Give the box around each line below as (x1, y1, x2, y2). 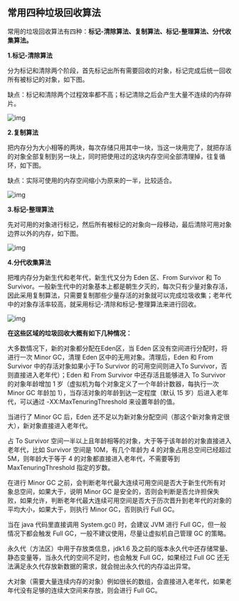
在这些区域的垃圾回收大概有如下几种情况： (7, 328, 132, 337)
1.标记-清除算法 (7, 51, 53, 59)
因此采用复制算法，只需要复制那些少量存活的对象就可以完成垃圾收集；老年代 (7, 291, 232, 299)
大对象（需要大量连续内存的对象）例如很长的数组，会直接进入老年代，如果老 (7, 577, 232, 585)
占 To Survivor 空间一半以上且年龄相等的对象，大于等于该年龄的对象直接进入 (7, 437, 232, 445)
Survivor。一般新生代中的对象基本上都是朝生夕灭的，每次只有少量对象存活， (7, 282, 232, 291)
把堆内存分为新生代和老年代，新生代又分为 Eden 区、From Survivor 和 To (7, 273, 222, 281)
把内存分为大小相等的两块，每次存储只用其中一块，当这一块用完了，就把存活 (7, 143, 232, 152)
